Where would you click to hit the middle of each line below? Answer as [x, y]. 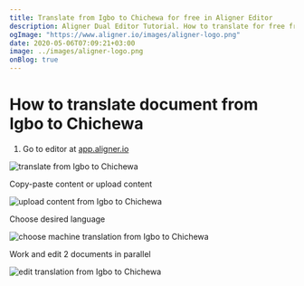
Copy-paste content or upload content [81, 184]
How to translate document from [134, 105]
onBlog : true [34, 60]
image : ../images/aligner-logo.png [76, 52]
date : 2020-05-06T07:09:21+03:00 [72, 43]
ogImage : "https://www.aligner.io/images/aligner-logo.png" [125, 34]
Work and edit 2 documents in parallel [80, 253]
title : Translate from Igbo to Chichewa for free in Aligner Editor [141, 18]
